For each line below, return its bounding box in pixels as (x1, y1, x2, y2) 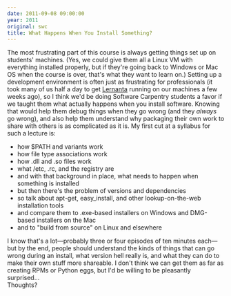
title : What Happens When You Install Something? (7, 29, 153, 37)
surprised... (7, 274, 40, 282)
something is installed (17, 179, 79, 187)
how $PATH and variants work (17, 142, 103, 151)
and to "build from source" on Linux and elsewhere (17, 223, 162, 232)
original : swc (7, 23, 48, 30)
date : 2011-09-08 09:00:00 (7, 10, 85, 17)
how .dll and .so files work (17, 157, 92, 166)
